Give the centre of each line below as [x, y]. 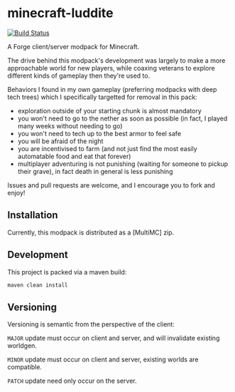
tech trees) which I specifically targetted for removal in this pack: [102, 97]
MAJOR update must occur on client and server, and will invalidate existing [114, 338]
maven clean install [38, 285]
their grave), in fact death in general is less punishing [95, 171]
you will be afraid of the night [60, 141]
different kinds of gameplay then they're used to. [79, 76]
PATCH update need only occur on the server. [72, 381]
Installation [33, 215]
